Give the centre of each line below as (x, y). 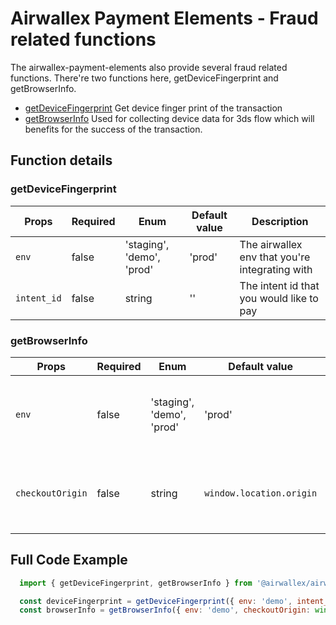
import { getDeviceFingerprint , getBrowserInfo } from (136, 583)
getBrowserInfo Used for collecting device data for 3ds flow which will (169, 118)
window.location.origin (261, 493)
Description (280, 221)
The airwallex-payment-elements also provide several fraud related (149, 67)
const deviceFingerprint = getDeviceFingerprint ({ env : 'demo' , (156, 601)
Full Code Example (69, 560)
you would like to (279, 298)
